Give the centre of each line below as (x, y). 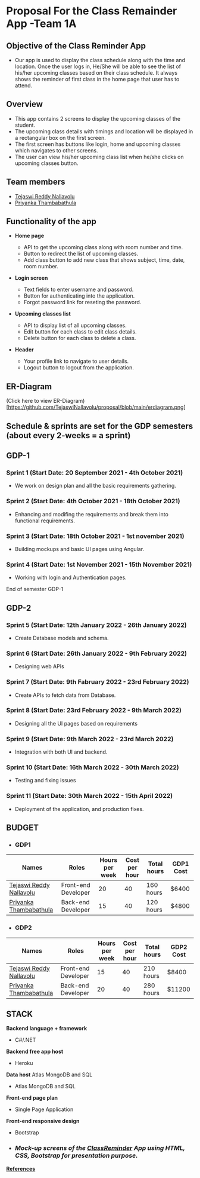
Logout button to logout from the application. (79, 368)
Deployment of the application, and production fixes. (79, 809)
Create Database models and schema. (62, 638)
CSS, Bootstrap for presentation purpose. (76, 1156)
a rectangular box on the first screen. (60, 137)
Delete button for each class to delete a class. (80, 338)
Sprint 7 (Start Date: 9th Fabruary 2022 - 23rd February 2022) (98, 682)
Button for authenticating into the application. (79, 296)
